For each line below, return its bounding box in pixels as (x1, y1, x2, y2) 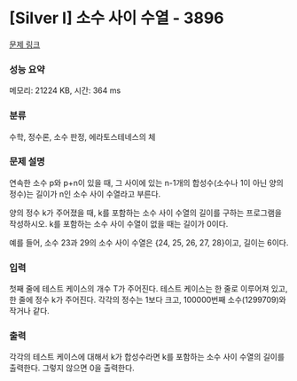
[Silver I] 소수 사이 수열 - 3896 (9, 8, 224, 28)
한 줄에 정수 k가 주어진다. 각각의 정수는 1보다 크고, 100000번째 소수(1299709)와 (9, 294, 286, 306)
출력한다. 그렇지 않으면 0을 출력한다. (9, 362, 135, 373)
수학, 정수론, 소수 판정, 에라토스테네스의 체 (9, 131, 156, 142)
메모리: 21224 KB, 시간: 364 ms (9, 85, 121, 96)
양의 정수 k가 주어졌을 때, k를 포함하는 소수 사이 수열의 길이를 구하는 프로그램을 (9, 207, 282, 218)
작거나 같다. (9, 306, 51, 316)
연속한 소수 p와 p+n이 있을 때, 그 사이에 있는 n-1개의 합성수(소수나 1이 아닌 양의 (9, 177, 284, 188)
